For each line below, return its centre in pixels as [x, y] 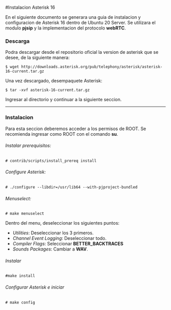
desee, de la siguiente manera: [38, 57]
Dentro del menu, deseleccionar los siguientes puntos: [62, 223]
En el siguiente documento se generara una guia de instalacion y [73, 17]
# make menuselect [25, 214]
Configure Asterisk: [25, 172]
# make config [20, 302]
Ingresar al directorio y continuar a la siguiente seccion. [64, 100]
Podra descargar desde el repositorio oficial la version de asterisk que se [82, 52]
